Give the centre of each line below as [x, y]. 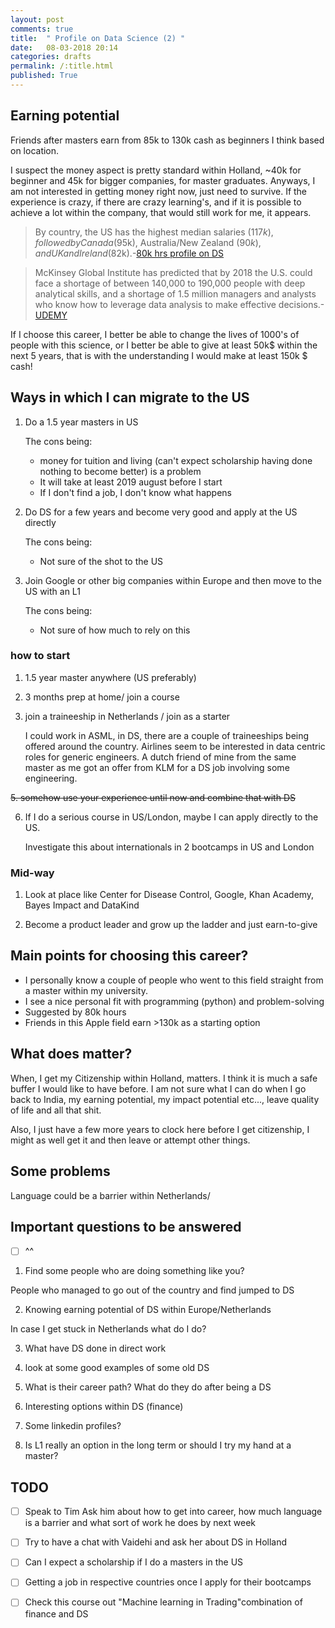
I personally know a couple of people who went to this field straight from [174, 980]
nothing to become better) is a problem [120, 471]
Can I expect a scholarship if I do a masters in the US [134, 1562]
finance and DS [56, 1613]
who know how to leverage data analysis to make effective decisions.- [179, 304]
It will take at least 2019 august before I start [131, 482]
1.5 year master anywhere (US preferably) [110, 677]
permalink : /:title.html [62, 66]
